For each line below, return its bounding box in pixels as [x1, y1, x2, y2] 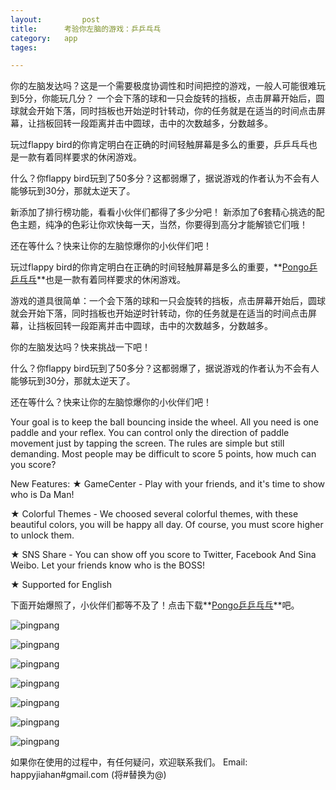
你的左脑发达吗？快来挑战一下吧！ [10, 341, 151, 353]
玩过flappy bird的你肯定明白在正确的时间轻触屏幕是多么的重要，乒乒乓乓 [10, 139, 309, 151]
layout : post [10, 14, 101, 25]
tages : [10, 42, 38, 53]
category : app [10, 33, 78, 43]
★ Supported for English [10, 579, 113, 591]
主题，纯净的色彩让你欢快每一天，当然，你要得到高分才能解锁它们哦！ [18, 219, 308, 231]
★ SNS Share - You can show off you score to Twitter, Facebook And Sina [10, 549, 317, 561]
